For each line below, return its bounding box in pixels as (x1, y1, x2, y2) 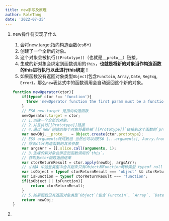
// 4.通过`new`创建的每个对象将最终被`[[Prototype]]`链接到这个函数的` (22, 127, 159, 132)
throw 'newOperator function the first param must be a (26, 99, 146, 104)
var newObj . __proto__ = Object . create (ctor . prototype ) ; (22, 132, 144, 137)
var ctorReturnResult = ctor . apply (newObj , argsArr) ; (22, 160, 137, 165)
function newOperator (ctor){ (12, 90, 74, 95)
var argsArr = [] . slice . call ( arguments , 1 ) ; (22, 145, 117, 151)
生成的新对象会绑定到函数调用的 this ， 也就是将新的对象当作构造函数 (20, 61, 162, 67)
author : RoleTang (5, 12, 42, 17)
